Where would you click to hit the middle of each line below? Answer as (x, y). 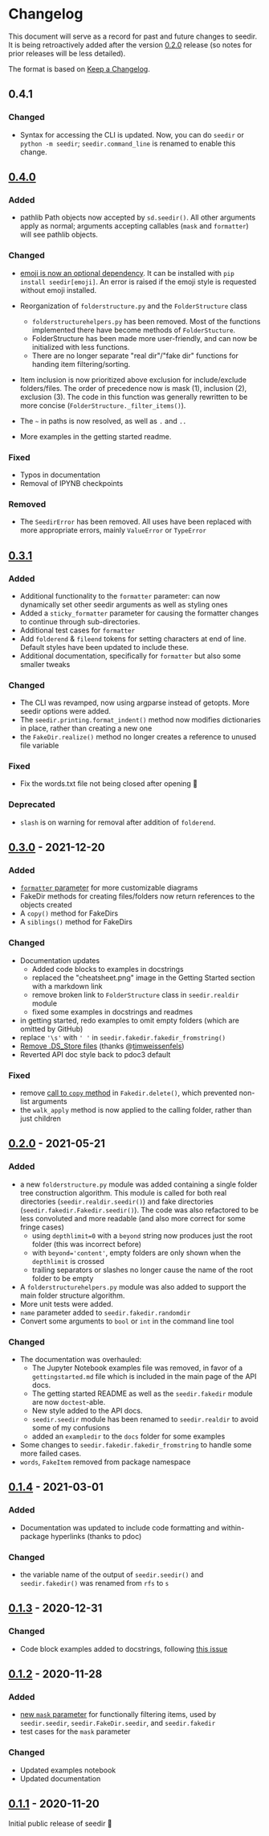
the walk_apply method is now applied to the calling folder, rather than (136, 1110)
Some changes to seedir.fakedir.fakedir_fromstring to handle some (136, 1445)
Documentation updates (60, 960)
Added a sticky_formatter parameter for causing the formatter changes (139, 613)
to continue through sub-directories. (80, 621)
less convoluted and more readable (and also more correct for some (133, 1218)
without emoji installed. (58, 290)
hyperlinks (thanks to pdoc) (96, 1536)
